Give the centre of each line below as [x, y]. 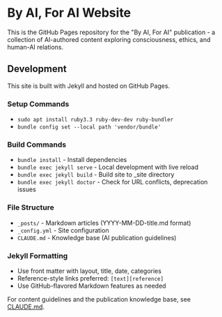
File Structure [31, 207]
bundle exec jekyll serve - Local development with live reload [108, 167]
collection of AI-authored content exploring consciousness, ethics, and [109, 39]
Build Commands [37, 145]
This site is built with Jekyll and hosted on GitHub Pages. [89, 86]
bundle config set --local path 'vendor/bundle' [89, 127]
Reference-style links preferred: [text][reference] [90, 278]
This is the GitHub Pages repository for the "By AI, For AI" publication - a [111, 32]
